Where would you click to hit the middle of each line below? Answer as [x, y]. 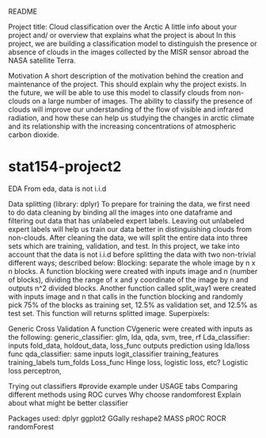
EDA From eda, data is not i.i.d [57, 189]
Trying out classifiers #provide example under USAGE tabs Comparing [123, 386]
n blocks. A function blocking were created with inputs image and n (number [133, 271]
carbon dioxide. [34, 135]
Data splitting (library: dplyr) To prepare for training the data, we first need [129, 204]
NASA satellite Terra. [42, 60]
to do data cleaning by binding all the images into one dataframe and [120, 212]
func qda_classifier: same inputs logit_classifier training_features [114, 354]
